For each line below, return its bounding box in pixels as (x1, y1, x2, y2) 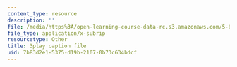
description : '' (7, 17, 55, 24)
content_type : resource (7, 10, 78, 17)
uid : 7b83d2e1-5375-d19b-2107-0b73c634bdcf (7, 50, 138, 57)
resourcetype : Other (7, 36, 68, 43)
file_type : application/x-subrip (7, 29, 106, 37)
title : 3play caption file (7, 43, 87, 50)
